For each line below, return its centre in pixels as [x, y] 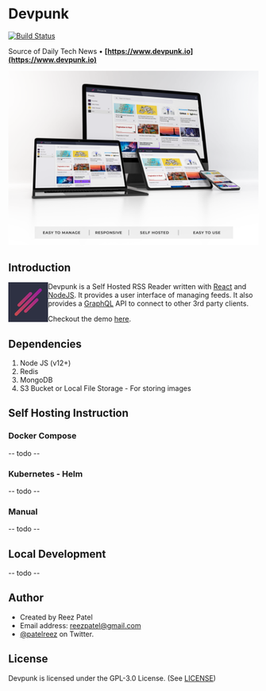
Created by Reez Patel [56, 617]
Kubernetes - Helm [46, 473]
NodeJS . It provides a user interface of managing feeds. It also [150, 295]
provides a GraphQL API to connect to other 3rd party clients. [148, 303]
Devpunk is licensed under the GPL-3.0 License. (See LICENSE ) [112, 678]
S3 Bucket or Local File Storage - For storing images [106, 388]
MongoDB [36, 380]
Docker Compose [42, 436]
